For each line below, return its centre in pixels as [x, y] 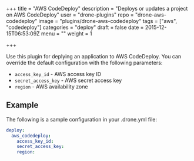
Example [22, 105]
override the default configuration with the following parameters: [84, 63]
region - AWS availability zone [51, 87]
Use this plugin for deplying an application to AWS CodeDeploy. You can [94, 56]
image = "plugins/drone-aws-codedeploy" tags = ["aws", [108, 21]
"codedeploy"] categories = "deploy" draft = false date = [75, 27]
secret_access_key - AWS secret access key [68, 80]
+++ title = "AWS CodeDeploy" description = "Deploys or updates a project [97, 9]
